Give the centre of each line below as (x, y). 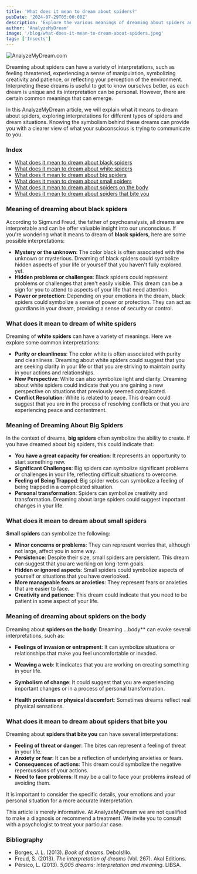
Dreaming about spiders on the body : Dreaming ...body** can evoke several (98, 629)
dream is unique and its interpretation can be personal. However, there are (96, 92)
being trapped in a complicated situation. (64, 487)
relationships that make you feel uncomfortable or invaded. (86, 653)
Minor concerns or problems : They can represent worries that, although (102, 545)
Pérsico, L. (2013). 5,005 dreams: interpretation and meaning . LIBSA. (98, 865)
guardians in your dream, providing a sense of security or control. (94, 308)
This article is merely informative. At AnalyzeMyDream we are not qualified (96, 812)
